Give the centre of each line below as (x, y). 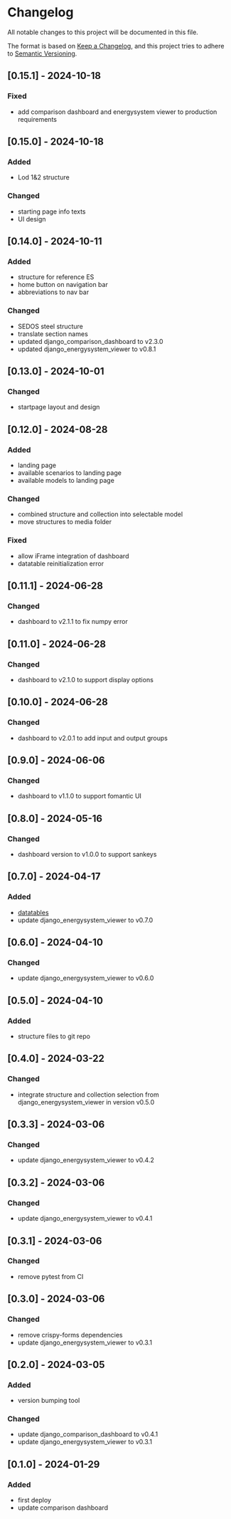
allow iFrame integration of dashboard (73, 555)
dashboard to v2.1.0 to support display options (86, 679)
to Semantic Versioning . (42, 53)
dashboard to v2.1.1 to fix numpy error (72, 622)
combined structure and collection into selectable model (100, 514)
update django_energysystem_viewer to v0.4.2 (86, 1160)
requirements (37, 119)
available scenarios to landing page (70, 473)
